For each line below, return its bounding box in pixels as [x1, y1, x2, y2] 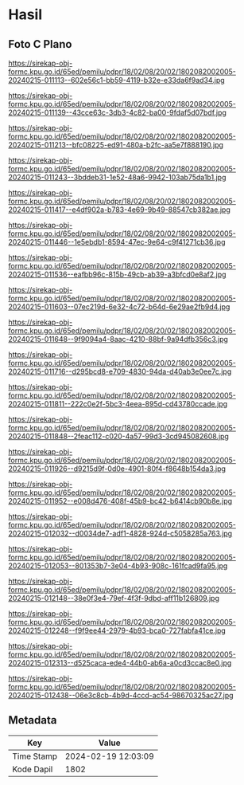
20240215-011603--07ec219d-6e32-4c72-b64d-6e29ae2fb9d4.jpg [8, 302, 230, 312]
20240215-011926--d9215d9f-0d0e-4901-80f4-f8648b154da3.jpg [8, 464, 227, 473]
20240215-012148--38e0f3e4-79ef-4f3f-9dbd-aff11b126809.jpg [8, 594, 220, 602]
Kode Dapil [12, 763, 53, 775]
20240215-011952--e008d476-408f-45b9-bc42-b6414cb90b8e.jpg [8, 497, 233, 505]
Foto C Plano [8, 37, 72, 51]
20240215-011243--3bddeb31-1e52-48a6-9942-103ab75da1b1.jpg [8, 173, 227, 182]
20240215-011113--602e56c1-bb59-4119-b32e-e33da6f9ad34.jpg [8, 76, 225, 84]
